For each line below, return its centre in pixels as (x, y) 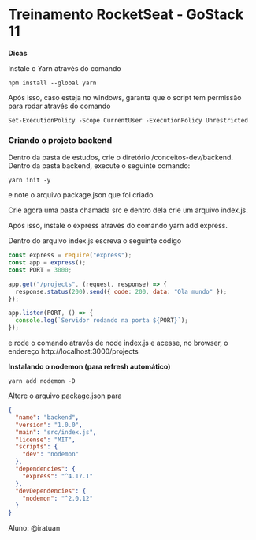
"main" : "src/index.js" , (56, 432)
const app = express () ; (47, 263)
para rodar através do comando (59, 106)
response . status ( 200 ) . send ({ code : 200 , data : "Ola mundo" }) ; (121, 291)
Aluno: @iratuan (34, 528)
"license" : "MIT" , (46, 440)
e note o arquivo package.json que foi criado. (82, 195)
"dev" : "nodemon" (51, 454)
